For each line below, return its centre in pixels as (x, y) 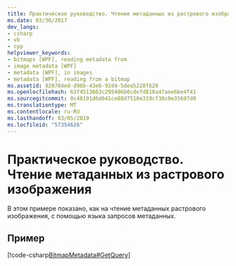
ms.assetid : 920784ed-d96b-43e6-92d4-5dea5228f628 (83, 86)
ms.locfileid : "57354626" (45, 125)
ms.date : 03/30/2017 (38, 20)
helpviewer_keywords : (39, 53)
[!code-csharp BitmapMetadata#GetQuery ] (69, 255)
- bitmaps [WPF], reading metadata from (67, 60)
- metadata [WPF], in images (50, 72)
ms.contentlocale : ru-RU (44, 112)
